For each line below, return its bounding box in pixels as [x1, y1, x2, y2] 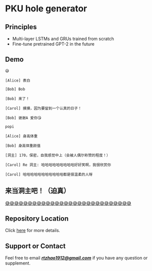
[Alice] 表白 [5, 78, 31, 83]
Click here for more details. [5, 227, 60, 233]
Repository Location [5, 215, 69, 223]
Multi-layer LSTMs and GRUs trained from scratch [12, 36, 114, 42]
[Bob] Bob [5, 87, 26, 91]
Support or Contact [5, 242, 66, 250]
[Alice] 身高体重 [5, 134, 38, 138]
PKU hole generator [5, 3, 87, 14]
